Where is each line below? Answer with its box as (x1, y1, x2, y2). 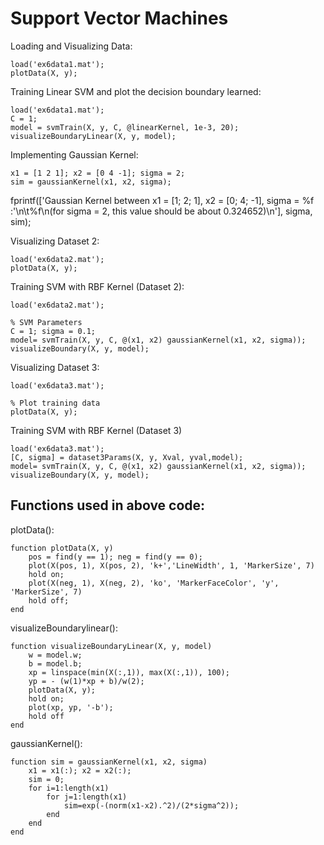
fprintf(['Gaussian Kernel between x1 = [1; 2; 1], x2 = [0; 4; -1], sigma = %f (10, 194, 315, 206)
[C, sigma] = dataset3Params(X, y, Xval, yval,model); (10, 452, 244, 462)
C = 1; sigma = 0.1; (10, 326, 97, 336)
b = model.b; (28, 658, 83, 669)
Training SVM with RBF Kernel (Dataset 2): (10, 280, 185, 292)
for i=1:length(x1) (28, 783, 110, 793)
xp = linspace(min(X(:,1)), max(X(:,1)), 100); (28, 667, 230, 677)
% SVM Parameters (10, 317, 83, 327)
